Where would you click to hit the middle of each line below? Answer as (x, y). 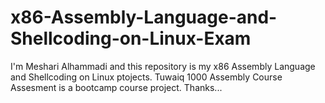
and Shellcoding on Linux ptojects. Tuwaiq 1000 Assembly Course (146, 77)
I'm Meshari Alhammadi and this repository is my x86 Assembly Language (163, 66)
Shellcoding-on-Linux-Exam (131, 38)
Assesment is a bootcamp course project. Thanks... (116, 87)
